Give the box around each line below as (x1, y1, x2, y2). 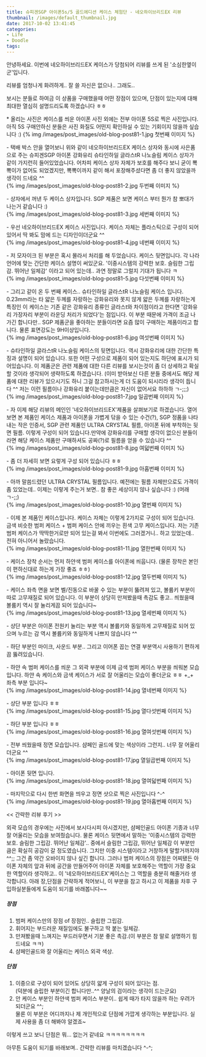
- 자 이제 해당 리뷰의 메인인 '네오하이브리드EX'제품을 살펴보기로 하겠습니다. (6, 406, 186, 413)
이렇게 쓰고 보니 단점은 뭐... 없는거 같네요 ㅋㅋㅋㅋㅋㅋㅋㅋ (6, 1031, 145, 1038)
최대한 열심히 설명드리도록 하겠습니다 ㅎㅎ (6, 102, 107, 109)
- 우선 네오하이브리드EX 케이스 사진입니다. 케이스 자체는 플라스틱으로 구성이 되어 (6, 223, 199, 231)
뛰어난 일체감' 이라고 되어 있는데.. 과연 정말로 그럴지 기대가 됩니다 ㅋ (14, 267, 178, 274)
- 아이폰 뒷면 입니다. (6, 769, 55, 777)
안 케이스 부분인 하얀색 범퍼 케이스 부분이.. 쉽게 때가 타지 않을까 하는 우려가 (15, 994, 195, 1002)
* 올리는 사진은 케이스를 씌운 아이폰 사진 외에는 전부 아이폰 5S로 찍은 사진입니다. (6, 115, 199, 123)
